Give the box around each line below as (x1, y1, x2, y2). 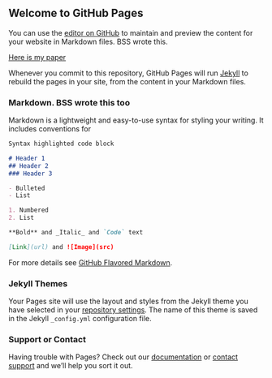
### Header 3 (8, 170, 53, 178)
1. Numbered (8, 206, 49, 214)
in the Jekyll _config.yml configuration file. (8, 314, 152, 324)
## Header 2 (8, 161, 49, 170)
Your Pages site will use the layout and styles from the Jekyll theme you (8, 296, 249, 307)
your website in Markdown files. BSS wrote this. (8, 37, 168, 46)
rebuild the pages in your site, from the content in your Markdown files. (8, 76, 246, 86)
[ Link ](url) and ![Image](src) (8, 243, 114, 251)
